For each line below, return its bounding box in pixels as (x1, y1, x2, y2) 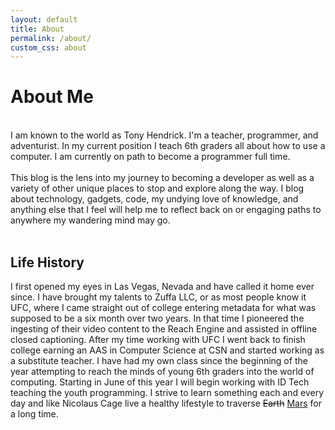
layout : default (10, 14, 78, 25)
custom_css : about (10, 42, 87, 53)
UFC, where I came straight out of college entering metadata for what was (10, 302, 317, 313)
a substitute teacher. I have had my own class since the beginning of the (10, 355, 308, 366)
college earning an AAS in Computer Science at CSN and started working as (10, 344, 325, 356)
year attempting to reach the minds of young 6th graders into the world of (10, 366, 315, 377)
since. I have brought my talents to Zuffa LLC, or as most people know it (10, 291, 307, 303)
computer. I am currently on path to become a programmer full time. (10, 151, 291, 163)
